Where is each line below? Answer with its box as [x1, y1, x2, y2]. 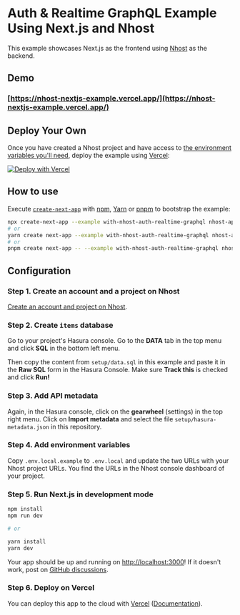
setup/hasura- [174, 416, 216, 423]
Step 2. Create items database [7, 320, 114, 330]
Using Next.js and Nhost [7, 20, 155, 36]
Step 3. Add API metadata [7, 391, 99, 401]
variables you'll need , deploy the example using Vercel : [7, 151, 170, 160]
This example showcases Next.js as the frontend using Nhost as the [7, 44, 207, 52]
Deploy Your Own [7, 124, 87, 136]
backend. [7, 51, 35, 60]
